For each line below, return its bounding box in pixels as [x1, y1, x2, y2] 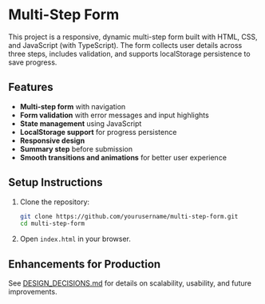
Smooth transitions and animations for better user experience [19, 152, 227, 162]
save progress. [8, 57, 57, 67]
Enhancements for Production [8, 257, 161, 270]
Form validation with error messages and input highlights [19, 110, 209, 120]
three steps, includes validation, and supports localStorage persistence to [8, 49, 251, 58]
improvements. [8, 287, 57, 297]
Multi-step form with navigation [19, 101, 126, 111]
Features [8, 81, 53, 94]
